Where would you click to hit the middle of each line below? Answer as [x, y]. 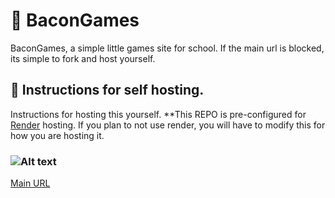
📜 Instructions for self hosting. [107, 90]
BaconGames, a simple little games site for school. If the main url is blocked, [167, 48]
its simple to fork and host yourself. [83, 58]
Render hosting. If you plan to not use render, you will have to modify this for [168, 125]
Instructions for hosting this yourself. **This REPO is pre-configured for [158, 114]
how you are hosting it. [57, 135]
